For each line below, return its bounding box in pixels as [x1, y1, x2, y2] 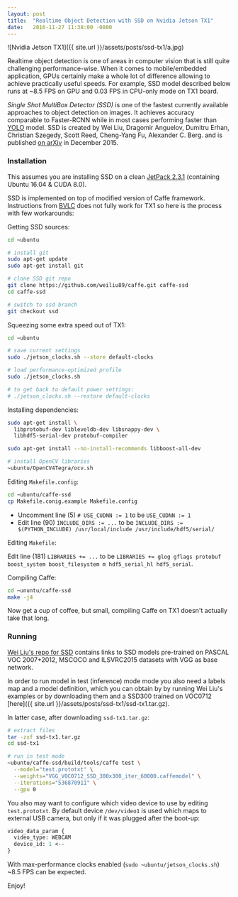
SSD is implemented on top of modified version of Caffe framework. [7, 193, 205, 202]
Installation [7, 156, 47, 166]
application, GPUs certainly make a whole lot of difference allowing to [7, 72, 210, 80]
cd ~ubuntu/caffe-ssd [7, 491, 72, 498]
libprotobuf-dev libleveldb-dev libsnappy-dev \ [13, 425, 160, 433]
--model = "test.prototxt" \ [13, 766, 93, 773]
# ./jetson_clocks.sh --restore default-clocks [7, 392, 151, 400]
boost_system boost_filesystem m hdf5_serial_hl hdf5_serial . [7, 559, 193, 568]
